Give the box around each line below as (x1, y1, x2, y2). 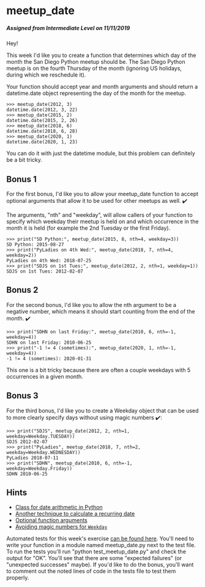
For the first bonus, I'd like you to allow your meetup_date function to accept (6, 190, 199, 197)
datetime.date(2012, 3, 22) (6, 107, 78, 113)
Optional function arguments (15, 517, 88, 524)
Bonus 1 (6, 174, 37, 184)
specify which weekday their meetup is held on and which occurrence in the (6, 218, 199, 225)
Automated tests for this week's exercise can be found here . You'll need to (6, 535, 195, 542)
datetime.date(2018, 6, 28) (6, 128, 78, 135)
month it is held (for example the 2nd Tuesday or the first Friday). (6, 224, 171, 232)
